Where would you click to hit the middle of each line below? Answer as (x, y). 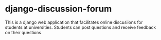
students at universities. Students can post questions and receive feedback (80, 27)
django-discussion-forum (58, 9)
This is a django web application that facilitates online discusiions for (74, 22)
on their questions (23, 32)
